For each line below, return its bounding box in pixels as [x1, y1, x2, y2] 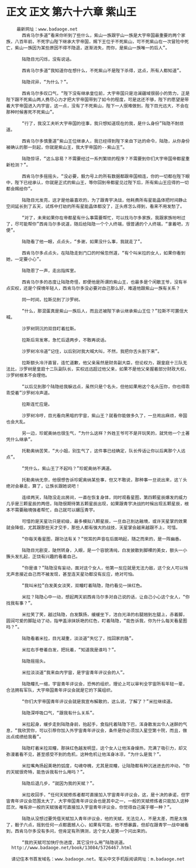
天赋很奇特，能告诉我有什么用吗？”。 [10, 769, 88, 775]
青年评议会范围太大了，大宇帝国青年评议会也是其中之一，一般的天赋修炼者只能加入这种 [10, 798, 189, 804]
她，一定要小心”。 [6, 256, 44, 262]
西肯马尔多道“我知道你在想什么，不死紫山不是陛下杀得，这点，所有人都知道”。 [21, 68, 184, 73]
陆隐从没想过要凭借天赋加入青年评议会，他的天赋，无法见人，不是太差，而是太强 [21, 816, 187, 822]
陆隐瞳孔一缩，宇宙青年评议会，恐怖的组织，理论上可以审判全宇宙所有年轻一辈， [21, 681, 187, 687]
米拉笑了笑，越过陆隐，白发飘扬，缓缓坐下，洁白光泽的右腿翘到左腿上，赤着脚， [21, 611, 187, 617]
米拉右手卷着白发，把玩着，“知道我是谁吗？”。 [21, 647, 119, 652]
